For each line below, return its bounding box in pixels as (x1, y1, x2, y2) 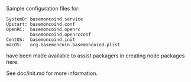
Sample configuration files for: (6, 5, 80, 12)
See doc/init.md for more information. (6, 70, 98, 77)
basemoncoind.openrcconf (30, 32, 92, 37)
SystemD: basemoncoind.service (6, 16, 83, 22)
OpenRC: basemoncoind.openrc (6, 26, 81, 32)
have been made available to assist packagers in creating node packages (6, 52, 185, 59)
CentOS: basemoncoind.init (6, 37, 76, 43)
